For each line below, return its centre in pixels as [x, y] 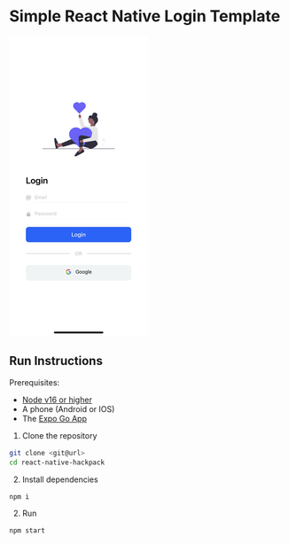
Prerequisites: [35, 382]
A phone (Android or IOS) [68, 408]
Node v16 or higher [57, 400]
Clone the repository [59, 435]
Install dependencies [60, 479]
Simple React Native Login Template [145, 16]
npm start [27, 531]
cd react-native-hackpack [57, 462]
